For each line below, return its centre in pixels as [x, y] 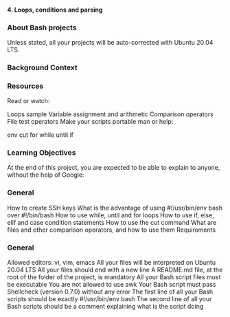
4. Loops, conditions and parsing [55, 10]
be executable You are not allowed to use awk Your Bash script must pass [112, 284]
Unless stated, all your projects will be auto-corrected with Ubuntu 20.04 [110, 42]
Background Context [42, 67]
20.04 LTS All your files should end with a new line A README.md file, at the [115, 270]
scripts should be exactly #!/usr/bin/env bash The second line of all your [110, 299]
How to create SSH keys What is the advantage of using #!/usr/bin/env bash [115, 208]
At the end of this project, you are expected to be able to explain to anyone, [114, 168]
